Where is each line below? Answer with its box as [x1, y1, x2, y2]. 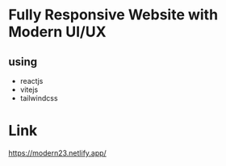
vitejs [19, 85, 39, 94]
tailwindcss [19, 93, 58, 102]
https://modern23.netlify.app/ [8, 147, 107, 158]
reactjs [19, 77, 44, 85]
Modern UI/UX [8, 23, 107, 41]
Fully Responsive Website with [8, 6, 219, 24]
